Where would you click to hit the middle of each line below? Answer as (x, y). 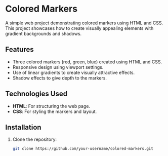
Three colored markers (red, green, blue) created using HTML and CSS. (87, 62)
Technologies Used (36, 94)
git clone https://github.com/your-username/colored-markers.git (83, 149)
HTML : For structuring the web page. (51, 106)
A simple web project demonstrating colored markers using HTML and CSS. (84, 23)
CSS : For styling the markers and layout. (55, 111)
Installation (23, 127)
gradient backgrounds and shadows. (44, 33)
